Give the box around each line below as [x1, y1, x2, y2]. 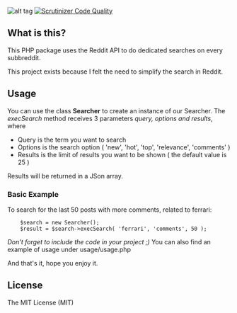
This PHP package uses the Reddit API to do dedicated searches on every [7, 46, 223, 55]
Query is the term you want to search [17, 135, 127, 144]
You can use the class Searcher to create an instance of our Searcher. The [7, 106, 226, 115]
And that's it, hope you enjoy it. [7, 258, 98, 267]
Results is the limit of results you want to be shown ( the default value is [17, 150, 227, 159]
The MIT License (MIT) [7, 298, 74, 307]
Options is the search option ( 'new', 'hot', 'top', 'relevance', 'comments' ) [17, 142, 231, 152]
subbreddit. [7, 53, 41, 62]
